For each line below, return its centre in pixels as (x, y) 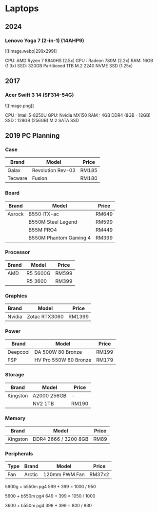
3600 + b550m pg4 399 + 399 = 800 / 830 (49, 506)
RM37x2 (99, 474)
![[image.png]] (20, 106)
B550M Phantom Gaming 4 (60, 237)
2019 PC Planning (32, 136)
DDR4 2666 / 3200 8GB (60, 439)
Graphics (16, 296)
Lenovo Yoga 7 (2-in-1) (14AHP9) (45, 41)
